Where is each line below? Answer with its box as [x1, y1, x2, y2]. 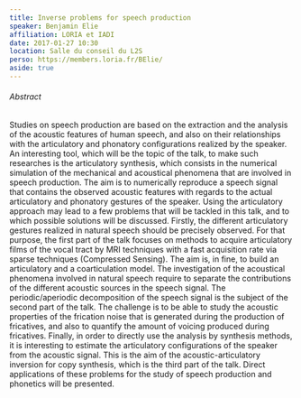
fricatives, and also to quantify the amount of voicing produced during [9, 321, 270, 332]
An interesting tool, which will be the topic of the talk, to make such [9, 148, 259, 159]
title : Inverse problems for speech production [9, 13, 192, 23]
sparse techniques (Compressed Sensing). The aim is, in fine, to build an [9, 254, 279, 264]
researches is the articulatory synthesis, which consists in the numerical [9, 158, 278, 169]
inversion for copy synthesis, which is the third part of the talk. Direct [9, 359, 266, 370]
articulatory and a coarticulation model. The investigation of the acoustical [9, 264, 286, 274]
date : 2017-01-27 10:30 [9, 38, 99, 48]
